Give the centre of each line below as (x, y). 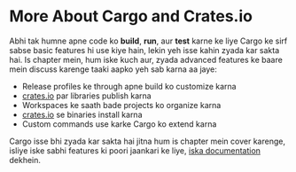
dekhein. (25, 160)
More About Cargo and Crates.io (131, 16)
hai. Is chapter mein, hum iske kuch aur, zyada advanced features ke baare (146, 59)
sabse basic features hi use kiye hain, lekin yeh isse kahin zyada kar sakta (144, 50)
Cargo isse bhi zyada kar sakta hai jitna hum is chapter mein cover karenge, (148, 141)
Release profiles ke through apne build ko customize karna (129, 86)
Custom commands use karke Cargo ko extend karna (119, 124)
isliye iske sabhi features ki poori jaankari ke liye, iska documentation (135, 150)
